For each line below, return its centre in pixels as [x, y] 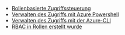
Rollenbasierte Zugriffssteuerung [51, 8]
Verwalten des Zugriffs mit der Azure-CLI [61, 20]
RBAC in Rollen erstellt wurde [47, 26]
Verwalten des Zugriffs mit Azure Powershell [65, 14]
